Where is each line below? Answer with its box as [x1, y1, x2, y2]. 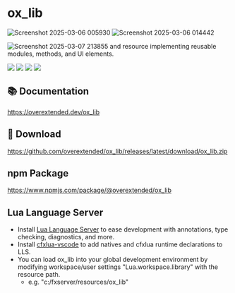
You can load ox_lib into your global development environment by [17, 256, 208, 264]
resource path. [17, 270, 61, 279]
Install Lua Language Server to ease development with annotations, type [17, 225, 229, 234]
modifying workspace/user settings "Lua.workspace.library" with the [17, 263, 219, 271]
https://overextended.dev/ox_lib [7, 107, 100, 116]
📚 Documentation [7, 85, 90, 97]
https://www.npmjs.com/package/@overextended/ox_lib [7, 186, 171, 195]
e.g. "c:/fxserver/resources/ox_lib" [28, 277, 129, 287]
